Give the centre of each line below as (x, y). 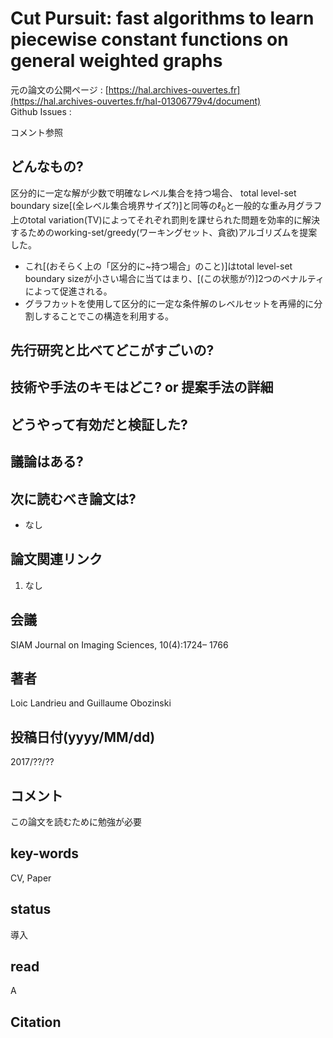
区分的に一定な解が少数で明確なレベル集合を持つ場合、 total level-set (153, 193)
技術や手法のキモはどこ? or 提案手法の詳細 (142, 387)
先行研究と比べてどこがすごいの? (112, 350)
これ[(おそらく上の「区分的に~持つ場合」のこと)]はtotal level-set (158, 266)
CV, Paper (31, 878)
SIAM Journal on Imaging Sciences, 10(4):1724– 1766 (119, 644)
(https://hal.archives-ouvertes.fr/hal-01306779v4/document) (136, 101)
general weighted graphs (116, 61)
